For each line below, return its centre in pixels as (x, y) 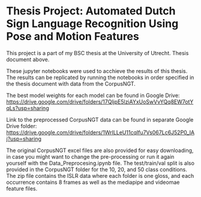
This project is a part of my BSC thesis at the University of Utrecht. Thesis (97, 53)
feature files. (22, 188)
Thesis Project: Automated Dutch (91, 11)
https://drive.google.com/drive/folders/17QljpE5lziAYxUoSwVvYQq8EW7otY (100, 101)
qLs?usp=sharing (28, 108)
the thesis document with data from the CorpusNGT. (71, 84)
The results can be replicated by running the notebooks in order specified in (100, 77)
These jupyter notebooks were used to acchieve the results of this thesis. (97, 71)
